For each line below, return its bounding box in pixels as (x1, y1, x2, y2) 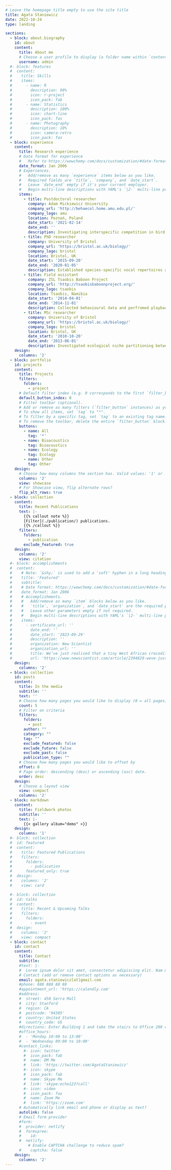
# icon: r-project (10, 92, 65, 97)
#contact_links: (18, 1043, 53, 1049)
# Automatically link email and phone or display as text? (18, 1105, 147, 1110)
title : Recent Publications (18, 504, 79, 509)
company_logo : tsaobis (27, 286, 76, 292)
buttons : (18, 424, 38, 429)
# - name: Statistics (10, 102, 67, 107)
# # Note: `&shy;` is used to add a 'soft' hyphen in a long (10, 571, 149, 576)
